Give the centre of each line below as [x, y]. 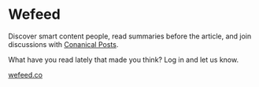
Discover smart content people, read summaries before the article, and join [130, 36]
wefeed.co [26, 74]
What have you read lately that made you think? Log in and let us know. [123, 60]
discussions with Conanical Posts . [63, 44]
